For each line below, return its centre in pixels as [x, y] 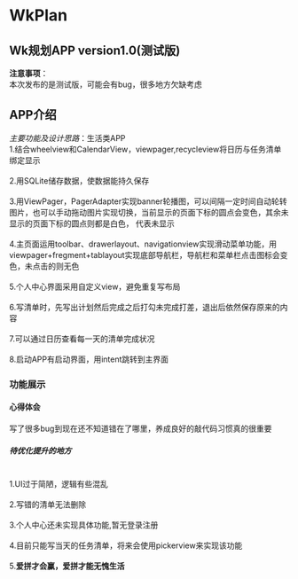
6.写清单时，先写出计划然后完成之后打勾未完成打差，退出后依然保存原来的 [145, 307]
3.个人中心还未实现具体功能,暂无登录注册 [84, 525]
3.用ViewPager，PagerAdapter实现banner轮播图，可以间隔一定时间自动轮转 [148, 201]
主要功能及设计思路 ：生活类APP [67, 137]
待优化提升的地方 [40, 450]
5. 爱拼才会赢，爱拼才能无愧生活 [67, 566]
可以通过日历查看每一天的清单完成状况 [85, 339]
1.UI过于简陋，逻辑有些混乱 [59, 483]
